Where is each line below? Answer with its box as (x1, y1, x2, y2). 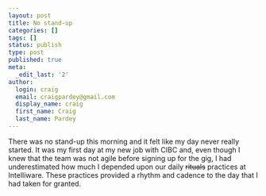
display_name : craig (15, 100, 83, 108)
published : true (8, 56, 62, 64)
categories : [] (8, 26, 59, 34)
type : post (8, 48, 44, 56)
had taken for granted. (8, 179, 82, 188)
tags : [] (8, 33, 37, 42)
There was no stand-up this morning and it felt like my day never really (8, 136, 240, 146)
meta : (8, 63, 26, 71)
